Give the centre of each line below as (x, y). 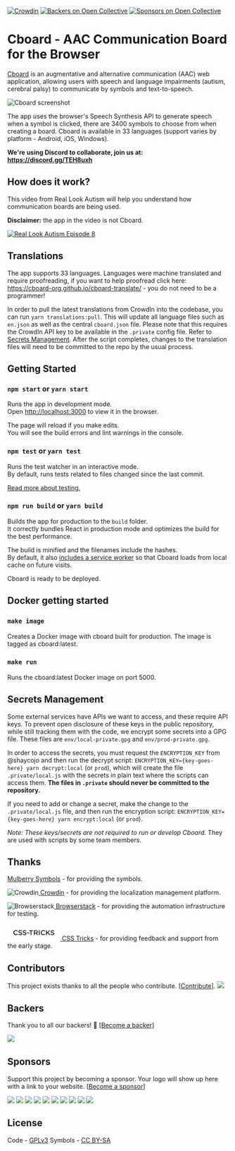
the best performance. (40, 536)
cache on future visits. (40, 565)
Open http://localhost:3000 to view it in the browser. (83, 412)
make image (26, 621)
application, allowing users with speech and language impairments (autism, (116, 81)
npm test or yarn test (44, 451)
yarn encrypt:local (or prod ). (100, 819)
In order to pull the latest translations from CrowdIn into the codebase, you (115, 309)
